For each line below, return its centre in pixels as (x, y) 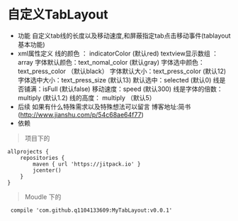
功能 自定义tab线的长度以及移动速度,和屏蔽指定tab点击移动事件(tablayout (124, 36)
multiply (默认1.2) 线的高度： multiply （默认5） (86, 97)
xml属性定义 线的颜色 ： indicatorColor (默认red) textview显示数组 (114, 53)
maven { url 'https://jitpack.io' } (87, 164)
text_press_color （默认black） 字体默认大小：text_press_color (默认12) (122, 71)
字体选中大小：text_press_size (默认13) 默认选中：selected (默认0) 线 (118, 80)
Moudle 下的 (43, 197)
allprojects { (28, 151)
